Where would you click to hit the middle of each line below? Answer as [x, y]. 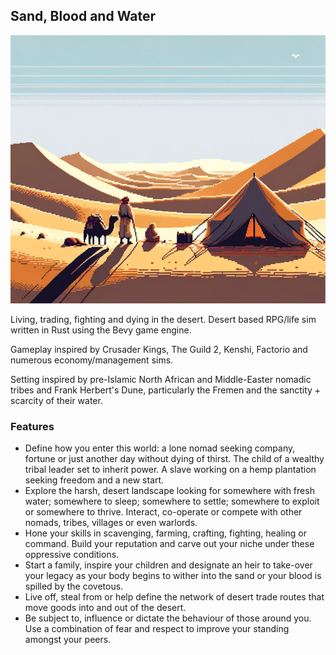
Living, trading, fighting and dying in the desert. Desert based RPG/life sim [163, 320]
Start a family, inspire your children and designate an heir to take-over [168, 565]
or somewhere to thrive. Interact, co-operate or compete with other [163, 512]
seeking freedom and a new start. [94, 480]
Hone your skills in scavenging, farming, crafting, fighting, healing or [165, 533]
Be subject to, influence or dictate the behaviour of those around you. [168, 618]
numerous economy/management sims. [92, 360]
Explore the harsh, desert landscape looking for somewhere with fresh [169, 491]
